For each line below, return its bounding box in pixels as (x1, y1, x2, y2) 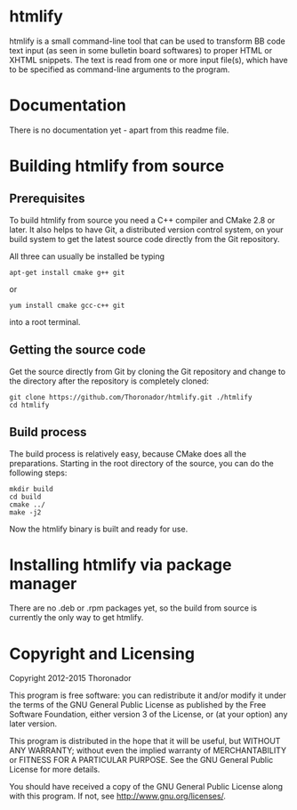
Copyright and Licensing (9, 644, 196, 664)
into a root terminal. (9, 316, 81, 327)
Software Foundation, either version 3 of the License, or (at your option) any (9, 709, 288, 720)
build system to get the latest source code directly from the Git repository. (9, 233, 280, 244)
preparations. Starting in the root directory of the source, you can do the (9, 458, 274, 468)
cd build (9, 492, 42, 501)
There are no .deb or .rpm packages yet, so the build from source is (9, 603, 258, 613)
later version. (9, 718, 58, 729)
